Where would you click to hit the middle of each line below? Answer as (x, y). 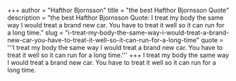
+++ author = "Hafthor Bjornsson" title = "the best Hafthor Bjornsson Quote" (118, 10)
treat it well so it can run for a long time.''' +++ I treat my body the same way (118, 55)
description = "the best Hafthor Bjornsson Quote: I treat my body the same (116, 18)
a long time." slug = (35, 32)
